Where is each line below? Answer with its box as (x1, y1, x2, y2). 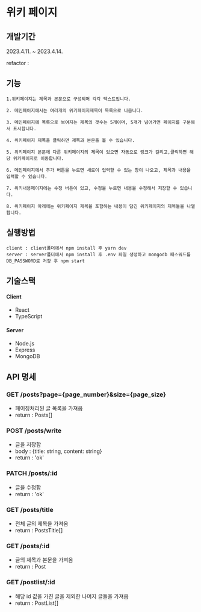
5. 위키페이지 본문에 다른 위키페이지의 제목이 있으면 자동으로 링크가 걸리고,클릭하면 (6, 149, 187, 155)
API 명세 (6, 371, 36, 382)
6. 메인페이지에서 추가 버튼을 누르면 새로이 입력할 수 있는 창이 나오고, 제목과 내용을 (6, 167, 191, 173)
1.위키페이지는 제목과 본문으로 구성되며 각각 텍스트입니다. (6, 96, 131, 102)
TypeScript (14, 313, 43, 320)
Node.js (14, 340, 35, 347)
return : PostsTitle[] (14, 527, 63, 534)
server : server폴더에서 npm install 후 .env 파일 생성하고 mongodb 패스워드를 (6, 251, 191, 257)
